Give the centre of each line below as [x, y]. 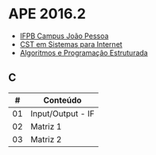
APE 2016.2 [47, 14]
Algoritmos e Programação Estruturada [84, 52]
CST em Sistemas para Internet [71, 44]
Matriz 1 [46, 126]
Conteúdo [62, 100]
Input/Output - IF [62, 114]
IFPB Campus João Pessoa [64, 36]
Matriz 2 [46, 139]
